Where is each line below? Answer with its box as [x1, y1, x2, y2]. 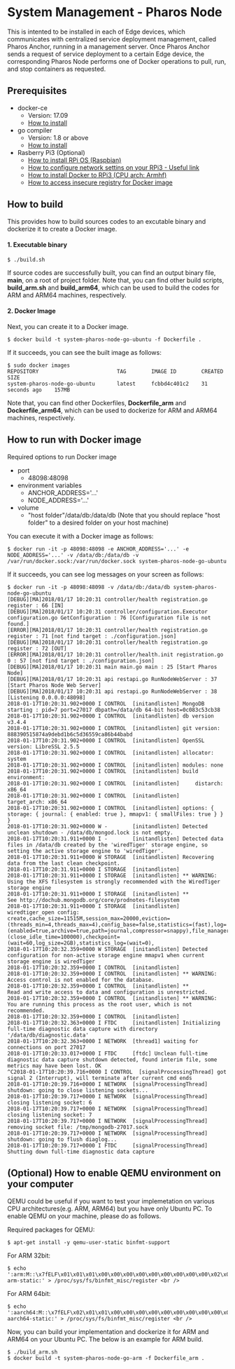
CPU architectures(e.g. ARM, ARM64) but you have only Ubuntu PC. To [7, 1204, 213, 1213]
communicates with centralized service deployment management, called [7, 34, 217, 43]
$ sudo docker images [7, 362, 71, 369]
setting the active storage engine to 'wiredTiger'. [7, 847, 164, 854]
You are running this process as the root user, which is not [7, 1001, 192, 1008]
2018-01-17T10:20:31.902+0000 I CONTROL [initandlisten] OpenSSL [7, 737, 205, 744]
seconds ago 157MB [7, 386, 71, 393]
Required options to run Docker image [7, 452, 117, 461]
